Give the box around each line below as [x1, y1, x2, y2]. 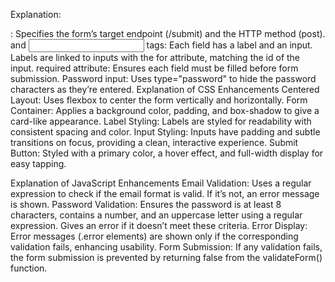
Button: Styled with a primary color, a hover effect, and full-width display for [10, 147, 324, 159]
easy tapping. [10, 158, 67, 169]
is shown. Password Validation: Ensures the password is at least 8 [10, 199, 282, 210]
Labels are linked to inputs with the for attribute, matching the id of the [10, 52, 301, 63]
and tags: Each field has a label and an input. [10, 39, 313, 51]
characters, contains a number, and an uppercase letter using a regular [10, 209, 303, 221]
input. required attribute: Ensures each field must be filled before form [10, 62, 299, 74]
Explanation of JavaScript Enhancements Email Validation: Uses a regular [10, 177, 312, 189]
